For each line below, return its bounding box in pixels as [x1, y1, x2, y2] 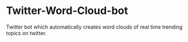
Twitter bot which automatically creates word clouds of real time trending [6, 23, 183, 30]
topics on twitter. [6, 29, 47, 36]
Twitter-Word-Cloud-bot [6, 4, 128, 17]
